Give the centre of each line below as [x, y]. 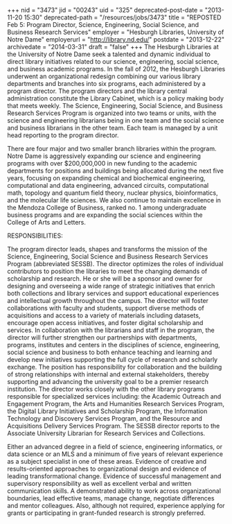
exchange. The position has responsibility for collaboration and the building [115, 367]
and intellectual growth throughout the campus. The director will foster [108, 300]
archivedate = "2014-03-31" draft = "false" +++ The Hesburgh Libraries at [113, 47]
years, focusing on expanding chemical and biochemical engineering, [106, 178]
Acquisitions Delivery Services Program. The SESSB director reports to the [114, 426]
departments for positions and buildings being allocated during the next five [115, 171]
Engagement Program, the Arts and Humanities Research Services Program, [116, 404]
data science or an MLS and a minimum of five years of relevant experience [115, 454]
